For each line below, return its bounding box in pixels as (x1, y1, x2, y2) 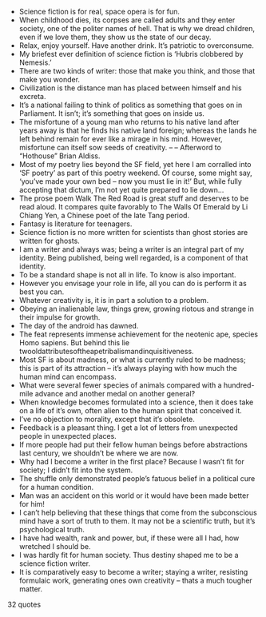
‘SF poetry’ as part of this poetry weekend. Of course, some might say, (18, 168, 252, 177)
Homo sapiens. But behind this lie (18, 338, 129, 347)
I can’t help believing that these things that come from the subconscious (18, 508, 257, 517)
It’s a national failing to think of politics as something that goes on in (18, 100, 243, 109)
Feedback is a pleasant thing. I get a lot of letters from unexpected (18, 423, 239, 432)
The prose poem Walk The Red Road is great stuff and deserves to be (18, 193, 249, 203)
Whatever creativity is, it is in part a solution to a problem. (18, 296, 209, 305)
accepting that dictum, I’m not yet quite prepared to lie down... (18, 185, 224, 194)
